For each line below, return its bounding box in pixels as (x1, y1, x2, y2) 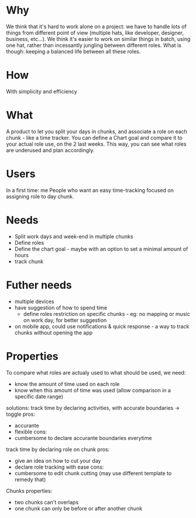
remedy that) (14, 476, 46, 483)
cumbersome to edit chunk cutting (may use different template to (14, 469, 172, 476)
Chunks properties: (6, 487, 53, 494)
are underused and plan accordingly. (6, 146, 95, 153)
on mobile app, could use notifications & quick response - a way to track (14, 322, 190, 329)
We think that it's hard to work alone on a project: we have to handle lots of (6, 23, 187, 30)
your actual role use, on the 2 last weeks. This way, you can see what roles (6, 140, 187, 147)
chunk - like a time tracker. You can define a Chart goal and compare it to (6, 134, 183, 141)
